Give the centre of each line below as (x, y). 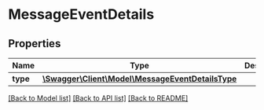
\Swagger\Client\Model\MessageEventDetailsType (139, 79)
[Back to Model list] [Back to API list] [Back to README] (98, 98)
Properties (35, 44)
